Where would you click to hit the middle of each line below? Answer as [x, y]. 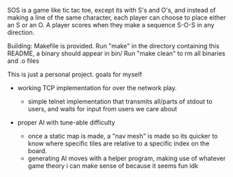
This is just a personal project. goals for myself [75, 74]
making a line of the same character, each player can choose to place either [116, 17]
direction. [21, 32]
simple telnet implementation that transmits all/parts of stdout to [120, 101]
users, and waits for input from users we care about [102, 109]
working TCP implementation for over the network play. [97, 88]
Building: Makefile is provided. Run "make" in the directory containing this [113, 46]
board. [37, 151]
